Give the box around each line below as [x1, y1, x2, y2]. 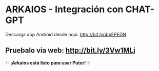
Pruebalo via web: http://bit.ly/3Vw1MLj [5, 46, 135, 55]
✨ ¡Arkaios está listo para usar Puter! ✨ [5, 60, 91, 66]
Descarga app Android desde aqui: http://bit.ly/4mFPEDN [5, 31, 127, 37]
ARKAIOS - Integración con [5, 4, 124, 15]
